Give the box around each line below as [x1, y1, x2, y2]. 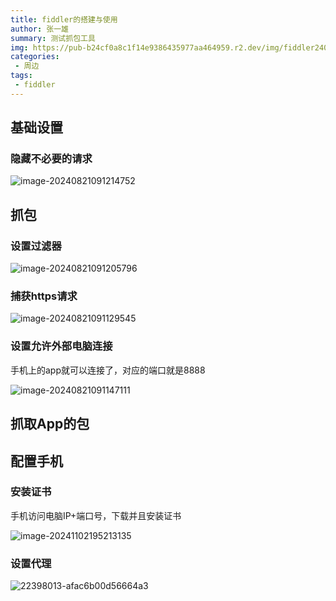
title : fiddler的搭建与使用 [10, 14, 118, 25]
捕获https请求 [10, 289, 78, 303]
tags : [10, 71, 33, 81]
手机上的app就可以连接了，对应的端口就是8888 [10, 364, 206, 376]
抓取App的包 [10, 416, 90, 433]
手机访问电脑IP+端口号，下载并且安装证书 [10, 509, 182, 521]
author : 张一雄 [10, 24, 69, 34]
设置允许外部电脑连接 [10, 339, 113, 353]
